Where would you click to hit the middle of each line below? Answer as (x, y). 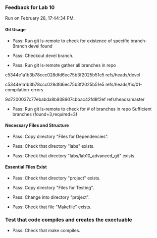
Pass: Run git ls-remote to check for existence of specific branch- (79, 41)
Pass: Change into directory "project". (51, 197)
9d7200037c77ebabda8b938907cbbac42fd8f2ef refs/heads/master (75, 99)
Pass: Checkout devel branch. (43, 56)
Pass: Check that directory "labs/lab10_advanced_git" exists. (74, 156)
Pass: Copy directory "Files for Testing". (53, 187)
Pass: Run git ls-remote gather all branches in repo (64, 65)
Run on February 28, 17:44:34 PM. (40, 18)
